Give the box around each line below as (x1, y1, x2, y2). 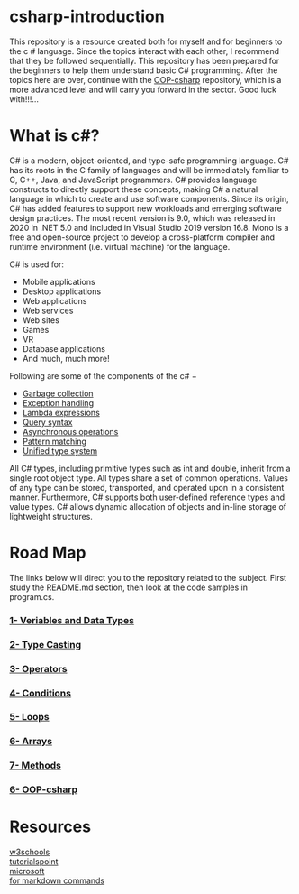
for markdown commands (9, 875, 105, 886)
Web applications (22, 295, 87, 306)
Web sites (22, 314, 60, 326)
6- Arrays (9, 735, 52, 748)
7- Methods (9, 760, 61, 772)
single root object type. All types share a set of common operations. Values (9, 472, 288, 484)
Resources (9, 816, 92, 837)
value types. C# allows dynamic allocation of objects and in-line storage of (9, 501, 287, 512)
